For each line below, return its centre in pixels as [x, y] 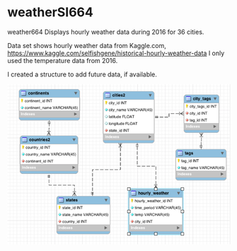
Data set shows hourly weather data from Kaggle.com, [87, 45]
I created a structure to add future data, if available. [82, 74]
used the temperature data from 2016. [63, 60]
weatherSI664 [50, 12]
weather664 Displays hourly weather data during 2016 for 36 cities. [106, 32]
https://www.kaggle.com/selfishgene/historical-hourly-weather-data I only [116, 53]
